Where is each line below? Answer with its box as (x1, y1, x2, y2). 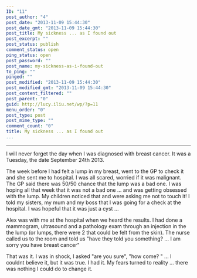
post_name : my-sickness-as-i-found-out (6, 63, 104, 69)
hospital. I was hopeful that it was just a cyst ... (6, 205, 119, 212)
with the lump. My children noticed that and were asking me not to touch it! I (6, 192, 190, 199)
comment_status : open (6, 47, 59, 53)
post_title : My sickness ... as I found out (6, 30, 117, 36)
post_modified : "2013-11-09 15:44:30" (6, 80, 101, 86)
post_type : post (6, 112, 46, 118)
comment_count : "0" (6, 123, 54, 129)
